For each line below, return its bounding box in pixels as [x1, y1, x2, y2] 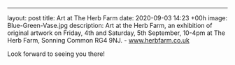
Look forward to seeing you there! [7, 50, 105, 58]
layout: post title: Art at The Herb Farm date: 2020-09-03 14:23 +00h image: [7, 14, 228, 22]
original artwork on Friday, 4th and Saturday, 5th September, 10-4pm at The [7, 29, 226, 37]
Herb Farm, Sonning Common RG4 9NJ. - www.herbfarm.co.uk [7, 36, 190, 44]
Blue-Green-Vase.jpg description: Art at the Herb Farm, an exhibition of [7, 22, 213, 29]
